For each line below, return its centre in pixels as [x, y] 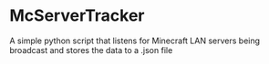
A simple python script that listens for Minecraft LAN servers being [135, 41]
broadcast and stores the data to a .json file [91, 50]
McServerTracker [77, 16]
